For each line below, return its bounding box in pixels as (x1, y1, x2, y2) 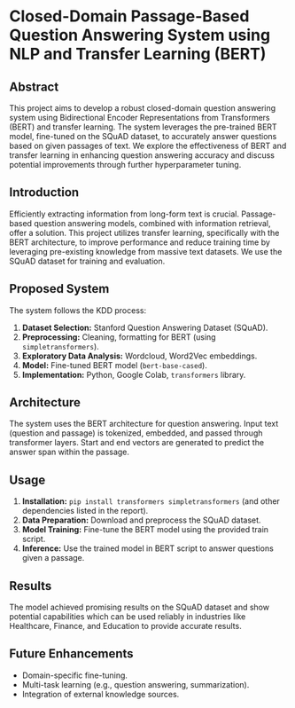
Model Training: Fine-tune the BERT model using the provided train (21, 524, 268, 535)
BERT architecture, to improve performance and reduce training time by (9, 237, 270, 248)
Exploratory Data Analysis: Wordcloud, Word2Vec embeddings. (21, 350, 258, 361)
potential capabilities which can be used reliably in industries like (9, 611, 246, 622)
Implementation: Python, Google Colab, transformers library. (21, 369, 246, 380)
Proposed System (9, 281, 110, 296)
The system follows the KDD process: (9, 304, 147, 316)
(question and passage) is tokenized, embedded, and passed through (9, 428, 263, 438)
